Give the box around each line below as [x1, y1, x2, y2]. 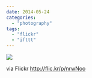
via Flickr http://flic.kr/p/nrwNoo [6, 65, 86, 72]
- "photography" [11, 20, 52, 26]
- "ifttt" [11, 37, 36, 43]
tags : [6, 25, 20, 32]
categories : [6, 15, 36, 21]
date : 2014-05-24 [6, 8, 50, 15]
